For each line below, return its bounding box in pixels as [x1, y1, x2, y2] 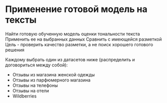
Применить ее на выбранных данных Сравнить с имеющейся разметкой [5, 36, 162, 42]
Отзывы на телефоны [12, 82, 58, 88]
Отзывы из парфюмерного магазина [12, 77, 91, 83]
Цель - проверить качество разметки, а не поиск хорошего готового [5, 41, 153, 47]
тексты [5, 14, 37, 26]
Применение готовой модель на [5, 4, 148, 15]
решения [5, 47, 25, 53]
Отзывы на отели [12, 87, 49, 93]
